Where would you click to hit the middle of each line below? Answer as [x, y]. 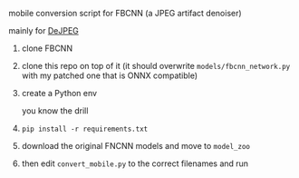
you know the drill [55, 111]
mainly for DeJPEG [43, 30]
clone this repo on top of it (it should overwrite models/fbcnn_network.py [156, 66]
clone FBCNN [47, 48]
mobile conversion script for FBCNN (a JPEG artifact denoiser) [125, 13]
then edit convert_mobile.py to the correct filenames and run [135, 163]
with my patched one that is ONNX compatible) [110, 75]
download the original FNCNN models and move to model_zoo [136, 146]
